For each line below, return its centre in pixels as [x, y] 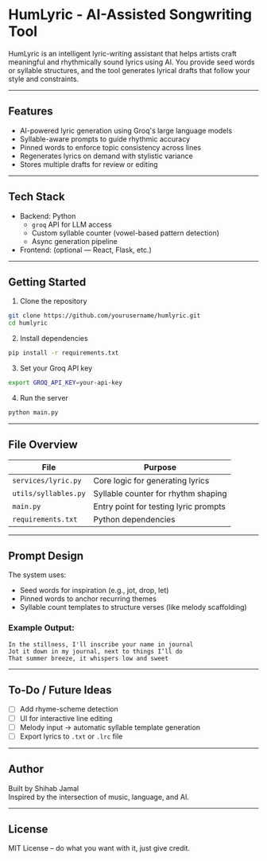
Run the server [44, 398]
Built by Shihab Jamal [44, 788]
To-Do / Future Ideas [60, 690]
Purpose [160, 467]
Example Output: [41, 628]
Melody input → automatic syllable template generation [110, 727]
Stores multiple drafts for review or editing [89, 164]
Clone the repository [53, 301]
